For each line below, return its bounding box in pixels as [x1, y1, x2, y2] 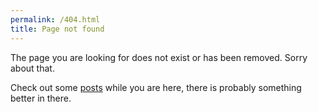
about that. [10, 62, 55, 74]
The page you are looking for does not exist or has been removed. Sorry [10, 51, 308, 63]
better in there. [10, 92, 72, 104]
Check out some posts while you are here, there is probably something [10, 81, 302, 93]
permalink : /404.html [10, 14, 101, 25]
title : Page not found [10, 24, 105, 34]
